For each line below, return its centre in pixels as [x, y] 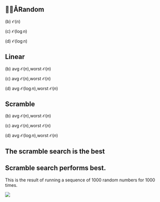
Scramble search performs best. [56, 168]
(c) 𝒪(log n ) [16, 31]
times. [11, 185]
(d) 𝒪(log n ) [16, 41]
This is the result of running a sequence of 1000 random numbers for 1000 [80, 180]
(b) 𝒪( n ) [13, 21]
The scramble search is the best [55, 151]
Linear [15, 57]
